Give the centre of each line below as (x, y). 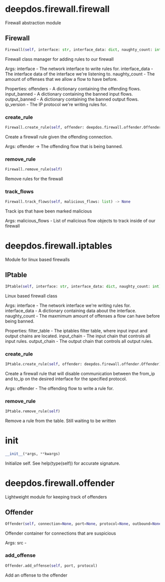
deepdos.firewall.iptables (59, 246)
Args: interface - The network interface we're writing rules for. (68, 305)
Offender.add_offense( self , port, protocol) (51, 566)
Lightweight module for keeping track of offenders (56, 497)
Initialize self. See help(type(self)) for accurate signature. (63, 463)
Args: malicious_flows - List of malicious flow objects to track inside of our (80, 221)
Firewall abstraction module (33, 23)
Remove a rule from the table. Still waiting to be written (61, 421)
